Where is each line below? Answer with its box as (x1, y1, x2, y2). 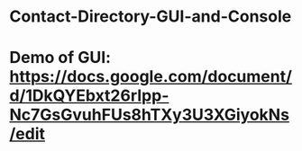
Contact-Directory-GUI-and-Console (9, 6, 292, 27)
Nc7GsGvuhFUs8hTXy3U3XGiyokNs (9, 105, 290, 125)
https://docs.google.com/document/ (9, 67, 293, 87)
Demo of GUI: (9, 48, 111, 68)
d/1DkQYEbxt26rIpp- (9, 85, 169, 106)
